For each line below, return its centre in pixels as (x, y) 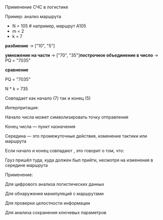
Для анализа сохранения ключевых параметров (56, 212)
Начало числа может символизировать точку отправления (67, 117)
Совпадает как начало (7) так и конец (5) (48, 98)
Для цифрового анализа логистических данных (55, 184)
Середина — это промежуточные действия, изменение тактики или (76, 136)
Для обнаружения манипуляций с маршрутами (54, 194)
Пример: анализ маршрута (33, 16)
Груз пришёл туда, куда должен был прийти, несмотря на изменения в (79, 160)
